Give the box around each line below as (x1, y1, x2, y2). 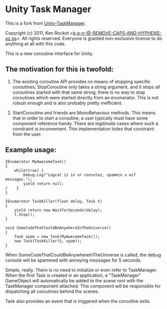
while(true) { (14, 168, 44, 173)
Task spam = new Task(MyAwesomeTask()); (14, 234, 100, 239)
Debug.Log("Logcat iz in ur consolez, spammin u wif (23, 172, 136, 177)
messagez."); (5, 176, 33, 182)
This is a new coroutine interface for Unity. (5, 50, 94, 56)
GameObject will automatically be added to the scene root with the (5, 277, 143, 283)
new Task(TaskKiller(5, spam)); (14, 238, 82, 243)
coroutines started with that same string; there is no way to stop (12, 89, 145, 95)
